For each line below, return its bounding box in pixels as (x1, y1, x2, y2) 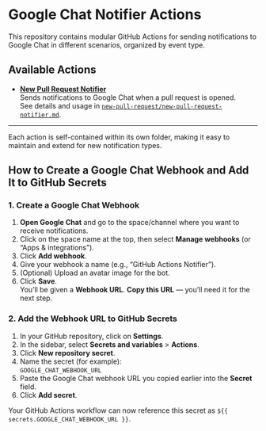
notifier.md (19, 111, 59, 119)
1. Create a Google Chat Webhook (8, 200, 140, 211)
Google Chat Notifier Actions (8, 6, 202, 24)
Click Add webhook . (19, 251, 87, 261)
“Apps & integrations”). (19, 243, 95, 253)
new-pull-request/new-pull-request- (101, 102, 223, 110)
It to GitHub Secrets (8, 176, 107, 189)
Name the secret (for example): (19, 357, 122, 366)
